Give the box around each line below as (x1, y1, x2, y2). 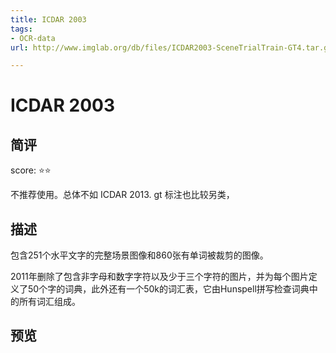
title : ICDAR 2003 (10, 14, 87, 25)
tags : (10, 24, 33, 34)
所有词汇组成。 (18, 296, 81, 308)
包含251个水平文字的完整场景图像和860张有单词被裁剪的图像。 (10, 249, 269, 261)
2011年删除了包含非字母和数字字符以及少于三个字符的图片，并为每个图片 (10, 271, 309, 283)
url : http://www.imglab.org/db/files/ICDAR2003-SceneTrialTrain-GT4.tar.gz (10, 42, 333, 53)
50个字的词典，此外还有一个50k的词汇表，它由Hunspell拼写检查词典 (27, 283, 310, 295)
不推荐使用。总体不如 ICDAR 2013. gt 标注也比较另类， (10, 189, 235, 201)
